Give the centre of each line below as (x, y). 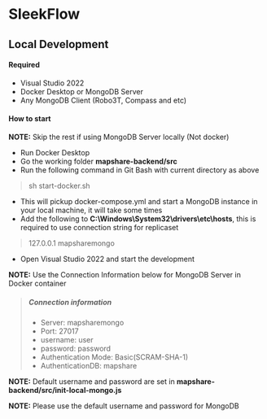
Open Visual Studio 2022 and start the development (107, 259)
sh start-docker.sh (59, 185)
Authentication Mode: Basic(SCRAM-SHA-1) (114, 357)
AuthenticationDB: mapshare (89, 365)
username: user (67, 339)
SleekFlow (44, 14)
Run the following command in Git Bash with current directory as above (140, 170)
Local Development (59, 44)
